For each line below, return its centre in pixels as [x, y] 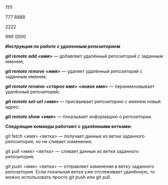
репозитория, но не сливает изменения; [49, 141]
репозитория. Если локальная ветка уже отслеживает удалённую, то [80, 172]
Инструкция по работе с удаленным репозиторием [63, 46]
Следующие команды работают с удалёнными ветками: [69, 126]
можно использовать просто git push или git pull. [58, 177]
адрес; [13, 107]
